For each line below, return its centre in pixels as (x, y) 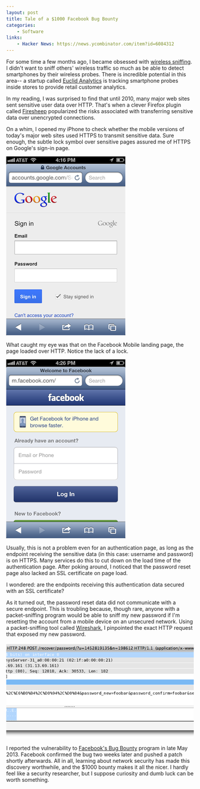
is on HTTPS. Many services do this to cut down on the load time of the (94, 560)
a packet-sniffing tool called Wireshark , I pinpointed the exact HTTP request (99, 628)
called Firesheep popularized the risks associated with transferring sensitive (100, 111)
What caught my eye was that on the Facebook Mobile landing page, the (95, 345)
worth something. (28, 780)
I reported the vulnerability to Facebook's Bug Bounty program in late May (97, 748)
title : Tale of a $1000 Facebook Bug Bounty (62, 19)
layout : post (22, 13)
